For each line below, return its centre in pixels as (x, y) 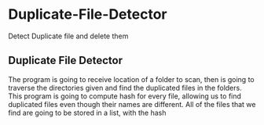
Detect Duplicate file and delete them (68, 36)
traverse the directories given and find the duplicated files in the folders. (125, 87)
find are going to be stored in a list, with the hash (87, 112)
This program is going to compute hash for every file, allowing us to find (125, 96)
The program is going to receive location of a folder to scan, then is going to (131, 79)
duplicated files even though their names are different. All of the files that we (132, 104)
